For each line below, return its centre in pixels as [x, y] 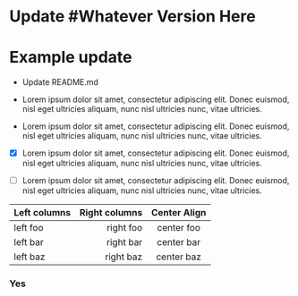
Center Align [179, 213]
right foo [125, 228]
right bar [124, 242]
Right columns [111, 213]
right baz [124, 257]
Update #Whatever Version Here [133, 17]
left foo [29, 228]
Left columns [43, 213]
